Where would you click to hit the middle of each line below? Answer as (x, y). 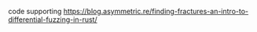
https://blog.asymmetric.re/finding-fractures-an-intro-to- (156, 11)
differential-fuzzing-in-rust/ (53, 20)
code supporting (35, 11)
